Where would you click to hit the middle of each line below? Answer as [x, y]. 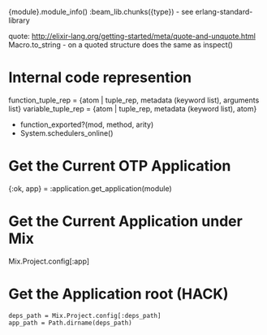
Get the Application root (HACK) [118, 294]
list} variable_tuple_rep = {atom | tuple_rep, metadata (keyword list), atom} [133, 108]
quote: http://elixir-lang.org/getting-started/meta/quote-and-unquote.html [132, 36]
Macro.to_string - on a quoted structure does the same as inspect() [121, 45]
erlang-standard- [224, 12]
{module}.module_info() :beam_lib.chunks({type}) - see [101, 12]
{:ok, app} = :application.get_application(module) [90, 188]
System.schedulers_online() [67, 133]
